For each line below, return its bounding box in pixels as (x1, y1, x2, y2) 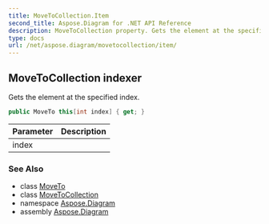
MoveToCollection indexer (8, 71, 143, 85)
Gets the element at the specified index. (8, 92, 140, 102)
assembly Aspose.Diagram (19, 207, 109, 217)
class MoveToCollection (19, 190, 98, 200)
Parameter (12, 126, 54, 137)
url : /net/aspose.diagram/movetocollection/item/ (8, 42, 178, 50)
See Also (8, 163, 44, 174)
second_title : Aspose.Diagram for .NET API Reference (8, 19, 192, 27)
